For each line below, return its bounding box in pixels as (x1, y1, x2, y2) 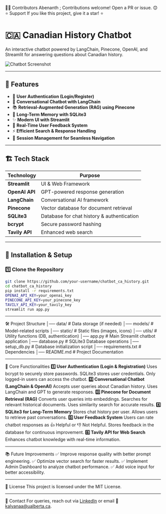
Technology (7, 172, 36, 179)
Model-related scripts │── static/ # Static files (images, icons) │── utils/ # (5, 328, 157, 334)
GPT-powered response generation (41, 188, 124, 195)
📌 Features (5, 80, 39, 89)
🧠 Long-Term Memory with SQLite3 (12, 111, 86, 117)
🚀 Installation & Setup (5, 251, 73, 259)
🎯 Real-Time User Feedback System (12, 122, 88, 128)
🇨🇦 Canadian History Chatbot (5, 30, 132, 41)
